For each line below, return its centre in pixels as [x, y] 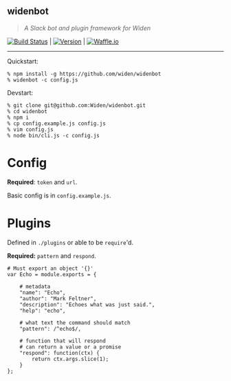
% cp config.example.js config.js [57, 124]
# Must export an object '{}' [51, 268]
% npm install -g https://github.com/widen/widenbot [84, 74]
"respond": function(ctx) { [59, 353]
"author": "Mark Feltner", [58, 299]
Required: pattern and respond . [52, 255]
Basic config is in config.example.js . [59, 195]
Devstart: [20, 92]
